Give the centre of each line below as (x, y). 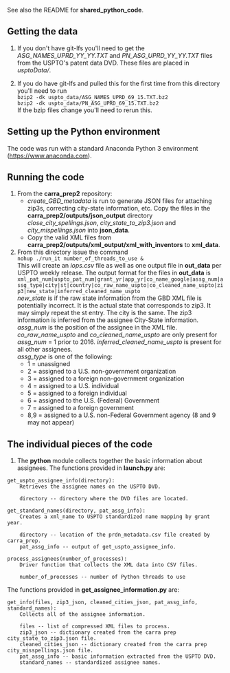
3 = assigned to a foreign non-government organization (106, 378)
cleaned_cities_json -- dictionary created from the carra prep (113, 645)
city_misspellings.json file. (50, 651)
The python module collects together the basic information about (110, 461)
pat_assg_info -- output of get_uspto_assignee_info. (98, 547)
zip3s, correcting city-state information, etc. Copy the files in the (119, 209)
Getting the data (43, 31)
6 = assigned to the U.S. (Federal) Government (93, 400)
